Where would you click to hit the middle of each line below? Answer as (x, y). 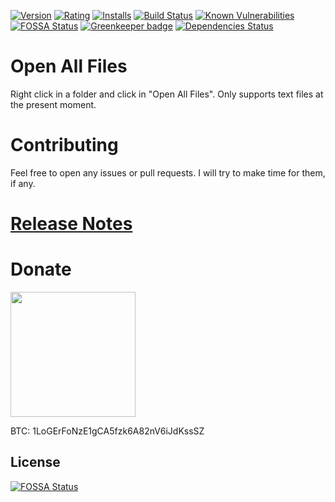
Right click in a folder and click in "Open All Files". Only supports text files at (167, 94)
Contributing (64, 145)
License (35, 462)
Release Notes (71, 224)
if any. (23, 183)
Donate (41, 269)
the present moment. (53, 104)
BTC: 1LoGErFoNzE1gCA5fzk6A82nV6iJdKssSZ (107, 431)
